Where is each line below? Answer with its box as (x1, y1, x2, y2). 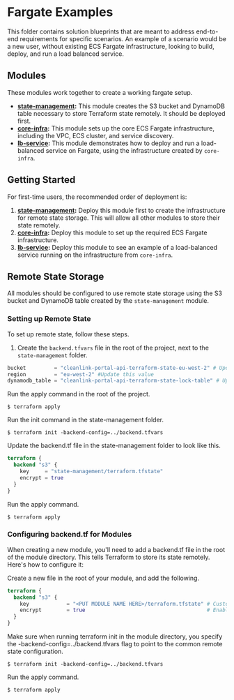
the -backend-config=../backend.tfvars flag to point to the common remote (7, 640, 223, 648)
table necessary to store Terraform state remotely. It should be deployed (17, 109, 226, 117)
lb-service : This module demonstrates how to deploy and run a (17, 139, 200, 147)
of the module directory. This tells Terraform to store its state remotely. (7, 553, 210, 561)
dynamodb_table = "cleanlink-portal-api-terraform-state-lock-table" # (7, 378, 219, 385)
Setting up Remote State (7, 314, 92, 324)
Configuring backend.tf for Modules (7, 530, 132, 539)
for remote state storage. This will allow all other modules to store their (17, 214, 221, 222)
